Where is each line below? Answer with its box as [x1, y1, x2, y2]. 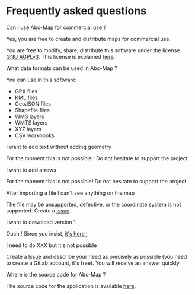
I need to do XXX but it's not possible [6, 242, 97, 249]
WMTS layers [14, 119, 48, 126]
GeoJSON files [14, 100, 52, 107]
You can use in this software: [6, 76, 77, 83]
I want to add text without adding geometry [6, 143, 111, 150]
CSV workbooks [14, 132, 55, 139]
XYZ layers [14, 125, 42, 132]
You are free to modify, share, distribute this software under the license [6, 46, 180, 54]
